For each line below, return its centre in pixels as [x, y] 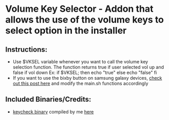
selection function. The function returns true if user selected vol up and [88, 67]
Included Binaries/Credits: [48, 99]
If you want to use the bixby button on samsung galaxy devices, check [87, 78]
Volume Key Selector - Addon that [79, 9]
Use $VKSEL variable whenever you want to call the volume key [80, 62]
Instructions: [26, 49]
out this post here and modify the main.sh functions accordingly [80, 83]
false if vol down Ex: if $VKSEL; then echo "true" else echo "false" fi [85, 73]
